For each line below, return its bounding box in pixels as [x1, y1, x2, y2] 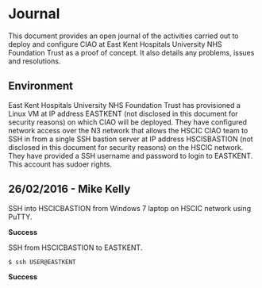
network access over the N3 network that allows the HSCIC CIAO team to [8, 125, 249, 135]
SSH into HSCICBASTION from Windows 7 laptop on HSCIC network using [8, 203, 252, 213]
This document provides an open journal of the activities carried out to [8, 31, 239, 40]
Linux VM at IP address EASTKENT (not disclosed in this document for [8, 109, 238, 118]
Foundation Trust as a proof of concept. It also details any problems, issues [8, 48, 255, 57]
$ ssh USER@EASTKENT [8, 258, 77, 266]
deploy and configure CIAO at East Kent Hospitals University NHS [8, 39, 222, 48]
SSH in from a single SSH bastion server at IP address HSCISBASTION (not [8, 134, 253, 144]
